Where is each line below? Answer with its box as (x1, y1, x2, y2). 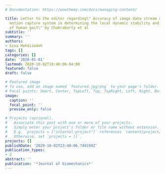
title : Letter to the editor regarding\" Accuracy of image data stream (5, 16, 157, 21)
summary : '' (5, 34, 29, 39)
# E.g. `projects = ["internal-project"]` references (5, 129, 122, 134)
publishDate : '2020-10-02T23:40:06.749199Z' (5, 143, 98, 148)
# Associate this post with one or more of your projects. (5, 121, 133, 125)
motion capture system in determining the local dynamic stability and (9, 21, 160, 25)
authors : (5, 39, 23, 44)
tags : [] (5, 48, 23, 53)
